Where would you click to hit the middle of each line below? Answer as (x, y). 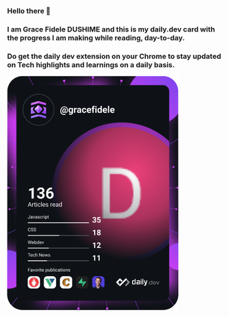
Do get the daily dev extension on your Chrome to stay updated (114, 56)
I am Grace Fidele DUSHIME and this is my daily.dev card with (111, 29)
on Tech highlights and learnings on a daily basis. (91, 64)
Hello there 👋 (29, 11)
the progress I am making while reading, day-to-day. (96, 38)
